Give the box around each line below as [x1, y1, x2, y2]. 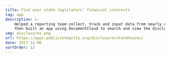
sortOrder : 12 [5, 45, 35, 50]
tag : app [5, 12, 24, 17]
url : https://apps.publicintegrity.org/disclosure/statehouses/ [5, 36, 144, 41]
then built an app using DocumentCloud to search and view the [14, 26, 151, 31]
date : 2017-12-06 [5, 40, 42, 45]
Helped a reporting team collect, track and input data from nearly [14, 21, 162, 27]
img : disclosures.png [5, 31, 51, 36]
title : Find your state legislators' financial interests [5, 7, 130, 13]
